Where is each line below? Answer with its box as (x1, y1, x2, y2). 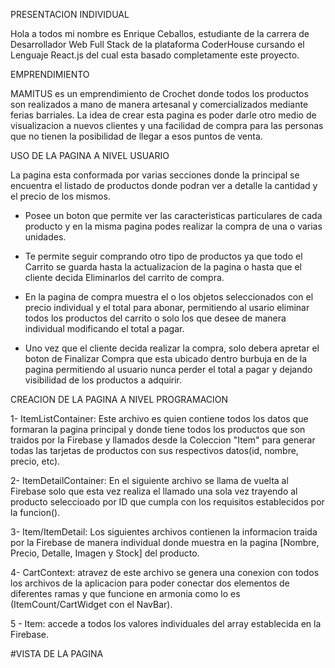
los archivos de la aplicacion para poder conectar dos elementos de (10, 577, 290, 589)
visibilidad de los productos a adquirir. (24, 374, 183, 386)
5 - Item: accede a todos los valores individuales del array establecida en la (10, 618, 322, 629)
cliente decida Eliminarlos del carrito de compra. (24, 272, 225, 283)
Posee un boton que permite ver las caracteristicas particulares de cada (24, 210, 323, 221)
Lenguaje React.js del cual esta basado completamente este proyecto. (10, 49, 300, 61)
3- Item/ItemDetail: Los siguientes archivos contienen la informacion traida (10, 526, 318, 538)
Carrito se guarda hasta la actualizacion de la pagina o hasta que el (24, 261, 302, 273)
